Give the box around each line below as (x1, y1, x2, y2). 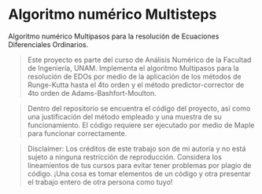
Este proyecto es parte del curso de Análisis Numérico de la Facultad (27, 55, 252, 64)
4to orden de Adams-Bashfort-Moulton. (27, 88, 157, 97)
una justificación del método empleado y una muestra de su (27, 112, 222, 121)
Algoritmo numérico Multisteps (8, 5, 217, 24)
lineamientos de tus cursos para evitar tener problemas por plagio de (27, 160, 252, 170)
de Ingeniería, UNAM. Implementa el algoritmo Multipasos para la (27, 63, 239, 72)
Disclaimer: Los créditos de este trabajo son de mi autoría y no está (27, 144, 246, 153)
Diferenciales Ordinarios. (8, 39, 89, 49)
